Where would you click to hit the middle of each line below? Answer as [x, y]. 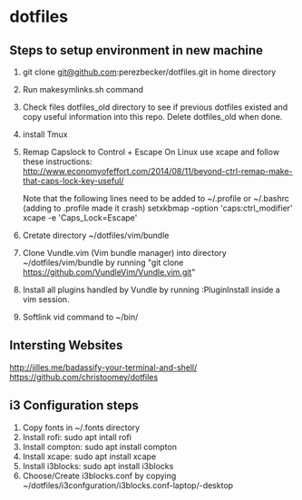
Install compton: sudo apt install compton [99, 446]
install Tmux [45, 134]
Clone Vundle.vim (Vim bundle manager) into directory [124, 253]
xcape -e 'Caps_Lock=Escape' [80, 218]
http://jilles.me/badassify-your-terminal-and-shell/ [103, 367]
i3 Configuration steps [74, 406]
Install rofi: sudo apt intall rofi [77, 436]
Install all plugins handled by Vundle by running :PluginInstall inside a [151, 289]
